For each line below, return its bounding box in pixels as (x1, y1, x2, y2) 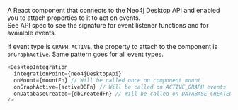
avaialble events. (7, 28, 57, 37)
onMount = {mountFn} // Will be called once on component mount (13, 77, 201, 84)
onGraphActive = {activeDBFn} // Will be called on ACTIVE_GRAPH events (13, 83, 227, 91)
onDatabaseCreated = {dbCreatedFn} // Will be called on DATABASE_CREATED (13, 90, 233, 97)
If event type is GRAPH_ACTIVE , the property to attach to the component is (7, 43, 218, 50)
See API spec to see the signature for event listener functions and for (7, 21, 209, 29)
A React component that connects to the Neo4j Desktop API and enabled (7, 6, 220, 14)
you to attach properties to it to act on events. (7, 13, 141, 22)
